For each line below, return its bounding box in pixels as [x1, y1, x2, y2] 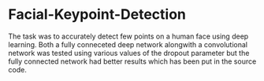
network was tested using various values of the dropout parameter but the [8, 48, 250, 57]
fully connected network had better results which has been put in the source [8, 57, 257, 66]
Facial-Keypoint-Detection [8, 6, 187, 24]
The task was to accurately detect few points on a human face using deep [8, 31, 249, 41]
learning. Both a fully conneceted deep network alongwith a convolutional [8, 39, 248, 49]
